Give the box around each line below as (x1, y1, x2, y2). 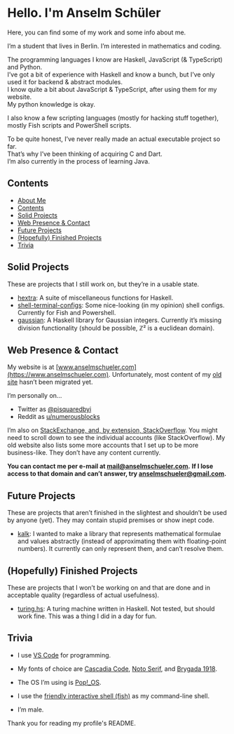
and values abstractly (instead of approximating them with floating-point (17, 537, 226, 545)
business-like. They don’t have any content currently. (7, 448, 161, 457)
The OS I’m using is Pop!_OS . (17, 678, 102, 686)
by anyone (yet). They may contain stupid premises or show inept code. (7, 516, 215, 524)
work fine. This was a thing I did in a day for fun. (17, 612, 157, 620)
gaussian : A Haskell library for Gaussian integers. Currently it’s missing (17, 316, 222, 324)
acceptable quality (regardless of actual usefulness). (7, 591, 160, 599)
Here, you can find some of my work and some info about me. (7, 28, 186, 36)
